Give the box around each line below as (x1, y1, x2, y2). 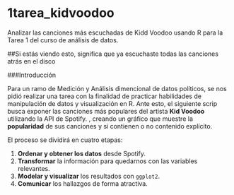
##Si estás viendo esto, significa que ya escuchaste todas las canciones (7, 49, 219, 58)
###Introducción (7, 71, 57, 79)
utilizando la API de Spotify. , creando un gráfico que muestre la (7, 114, 193, 123)
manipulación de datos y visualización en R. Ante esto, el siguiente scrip (7, 99, 218, 107)
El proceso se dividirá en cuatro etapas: (7, 136, 123, 144)
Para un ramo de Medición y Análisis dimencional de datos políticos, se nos (7, 84, 228, 93)
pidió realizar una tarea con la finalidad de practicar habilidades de (7, 92, 201, 100)
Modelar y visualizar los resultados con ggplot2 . (17, 172, 160, 180)
